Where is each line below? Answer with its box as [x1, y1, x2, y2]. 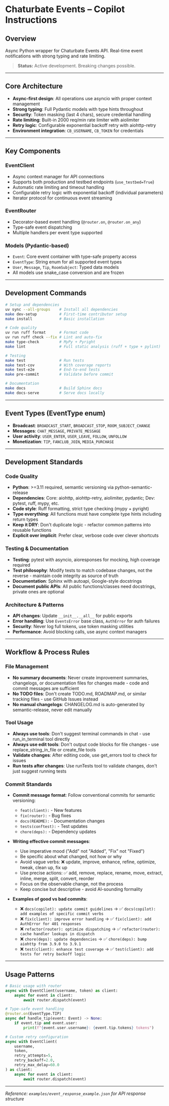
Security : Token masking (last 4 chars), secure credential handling [12, 111, 151, 117]
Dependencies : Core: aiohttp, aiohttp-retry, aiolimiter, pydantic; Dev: [12, 495, 155, 501]
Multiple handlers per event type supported [12, 229, 103, 235]
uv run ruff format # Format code [5, 330, 89, 335]
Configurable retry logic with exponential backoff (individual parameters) [12, 189, 163, 195]
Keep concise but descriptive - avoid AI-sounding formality [20, 886, 143, 892]
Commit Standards [5, 781, 52, 788]
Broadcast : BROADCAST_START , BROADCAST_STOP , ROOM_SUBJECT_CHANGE [12, 422, 151, 429]
